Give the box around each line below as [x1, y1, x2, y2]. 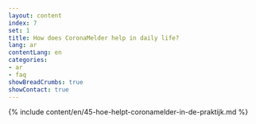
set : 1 [8, 26, 30, 34]
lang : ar [8, 41, 37, 49]
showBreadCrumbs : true [8, 78, 83, 86]
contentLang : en [8, 48, 62, 56]
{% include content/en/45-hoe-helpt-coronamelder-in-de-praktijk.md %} [8, 107, 249, 117]
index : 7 [8, 19, 37, 27]
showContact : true [8, 85, 69, 94]
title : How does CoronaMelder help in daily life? [8, 33, 180, 42]
